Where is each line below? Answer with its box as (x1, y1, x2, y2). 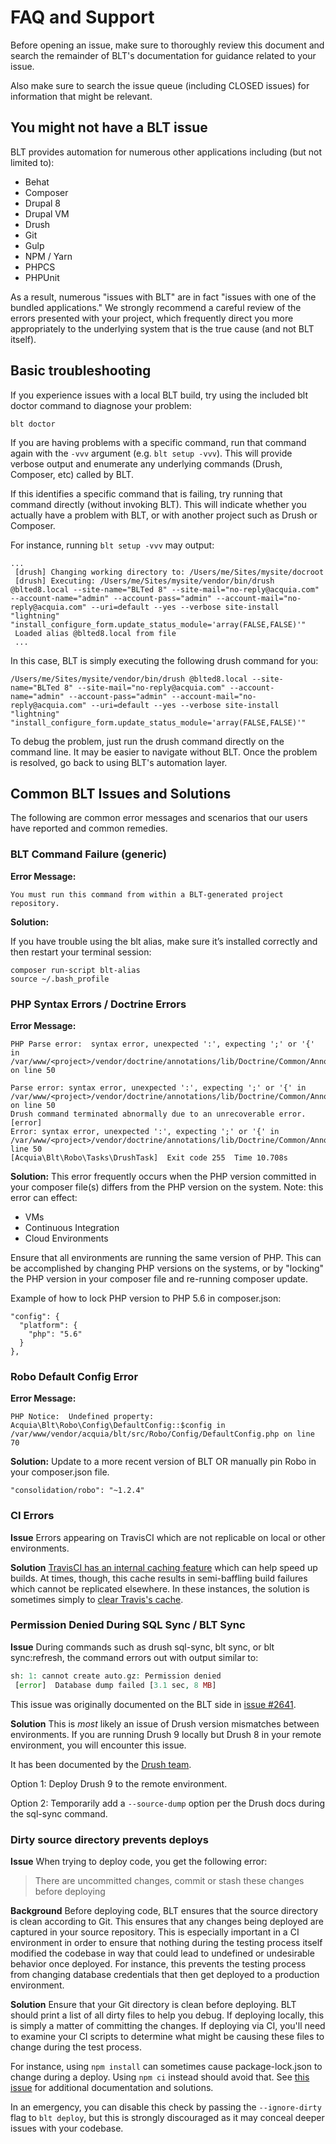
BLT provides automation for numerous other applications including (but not (10, 146, 322, 158)
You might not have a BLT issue (10, 119, 208, 136)
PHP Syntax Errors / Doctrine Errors (10, 997, 187, 1011)
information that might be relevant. (10, 90, 153, 102)
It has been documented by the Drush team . (10, 1758, 192, 1770)
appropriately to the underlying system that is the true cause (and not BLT (10, 322, 315, 335)
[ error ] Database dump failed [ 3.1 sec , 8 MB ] (14, 1680, 217, 1690)
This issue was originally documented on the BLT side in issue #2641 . (10, 1698, 297, 1710)
